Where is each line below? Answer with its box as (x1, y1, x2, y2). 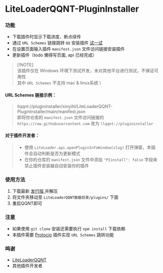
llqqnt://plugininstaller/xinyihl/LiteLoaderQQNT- (17, 103, 113, 109)
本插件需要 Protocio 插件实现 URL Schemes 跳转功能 (12, 232, 114, 238)
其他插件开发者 (12, 263, 43, 269)
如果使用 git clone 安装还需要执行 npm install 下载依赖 (12, 226, 126, 232)
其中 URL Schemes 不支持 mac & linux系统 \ (17, 80, 101, 86)
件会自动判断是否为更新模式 (24, 150, 81, 156)
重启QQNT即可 (12, 201, 43, 206)
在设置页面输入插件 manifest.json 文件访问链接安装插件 (12, 46, 125, 52)
